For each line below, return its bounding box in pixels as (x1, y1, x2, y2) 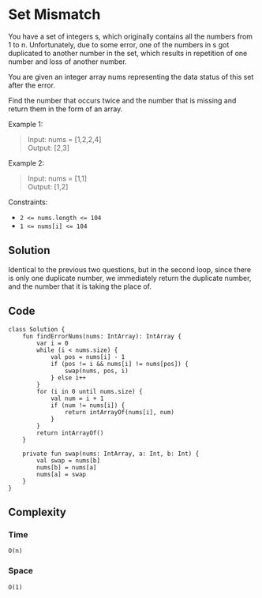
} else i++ (50, 373, 87, 382)
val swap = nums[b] (36, 456, 101, 465)
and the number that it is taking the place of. (8, 282, 152, 291)
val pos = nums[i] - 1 (50, 353, 125, 361)
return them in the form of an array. (8, 104, 123, 114)
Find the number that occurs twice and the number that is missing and (8, 95, 237, 105)
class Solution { (8, 325, 65, 333)
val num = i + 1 (50, 394, 104, 402)
